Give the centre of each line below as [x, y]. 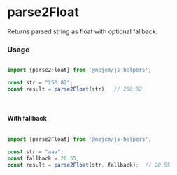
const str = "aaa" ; [36, 152]
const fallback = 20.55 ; [43, 158]
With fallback [27, 119]
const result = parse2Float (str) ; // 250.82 [75, 89]
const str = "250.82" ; [40, 83]
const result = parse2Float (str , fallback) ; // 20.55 [89, 165]
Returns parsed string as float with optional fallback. [83, 31]
